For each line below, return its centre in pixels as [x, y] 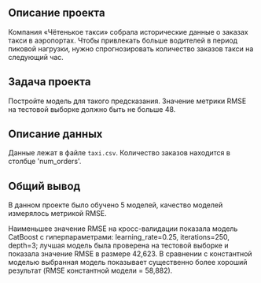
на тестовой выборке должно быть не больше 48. [92, 109]
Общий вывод [44, 186]
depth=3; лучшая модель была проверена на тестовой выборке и [118, 246]
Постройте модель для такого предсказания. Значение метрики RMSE [127, 101]
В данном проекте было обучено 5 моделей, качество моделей [116, 205]
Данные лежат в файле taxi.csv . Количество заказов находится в [119, 153]
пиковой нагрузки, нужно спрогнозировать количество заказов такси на [131, 48]
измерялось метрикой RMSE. [58, 214]
